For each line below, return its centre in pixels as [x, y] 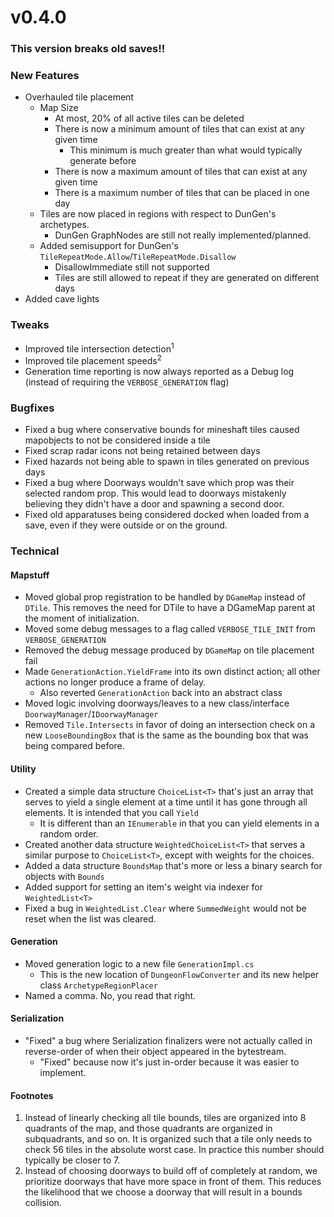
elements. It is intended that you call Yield [111, 812]
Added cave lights [62, 299]
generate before [103, 161]
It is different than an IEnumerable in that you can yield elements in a [179, 823]
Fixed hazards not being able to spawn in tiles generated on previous [167, 462]
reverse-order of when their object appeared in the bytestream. [155, 1052]
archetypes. [64, 225]
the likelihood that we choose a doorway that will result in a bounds [163, 1192]
